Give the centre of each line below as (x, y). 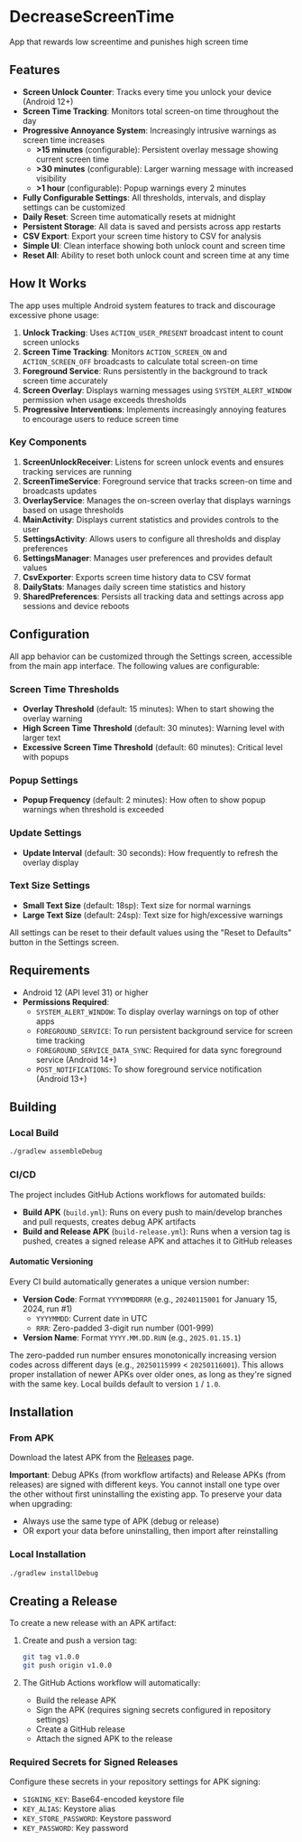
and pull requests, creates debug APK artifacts (109, 1221)
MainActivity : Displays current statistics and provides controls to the (151, 519)
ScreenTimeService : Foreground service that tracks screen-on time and (157, 481)
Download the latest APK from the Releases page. (102, 1458)
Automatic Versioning (51, 1262)
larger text (41, 738)
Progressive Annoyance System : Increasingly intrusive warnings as (149, 130)
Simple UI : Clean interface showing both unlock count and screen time (154, 245)
